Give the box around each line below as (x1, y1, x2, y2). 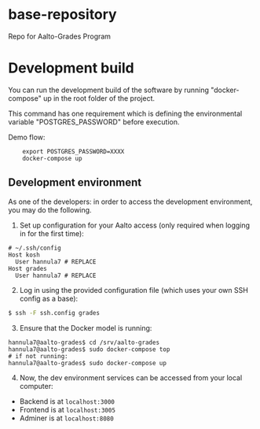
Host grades (8, 264, 47, 272)
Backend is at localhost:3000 (19, 396, 115, 406)
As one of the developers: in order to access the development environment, (8, 197, 253, 206)
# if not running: (8, 352, 68, 360)
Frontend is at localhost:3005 (19, 405, 116, 414)
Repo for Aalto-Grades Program (8, 31, 112, 41)
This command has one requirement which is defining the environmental (8, 109, 243, 118)
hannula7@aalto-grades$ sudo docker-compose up (8, 359, 167, 367)
